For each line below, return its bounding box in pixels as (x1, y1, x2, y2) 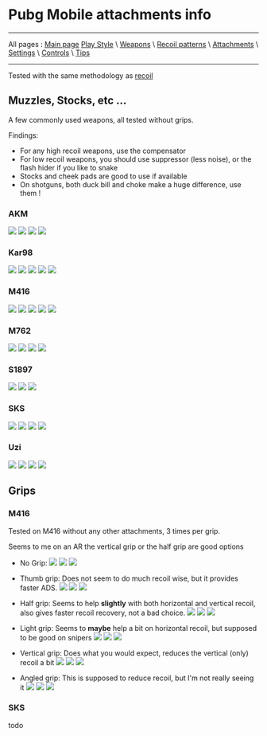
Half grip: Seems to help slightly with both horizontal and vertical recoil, (19, 598, 256, 608)
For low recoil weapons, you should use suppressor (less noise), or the (19, 154, 252, 164)
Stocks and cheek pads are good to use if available (19, 171, 188, 181)
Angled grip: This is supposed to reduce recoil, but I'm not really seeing (19, 673, 254, 683)
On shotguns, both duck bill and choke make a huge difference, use (19, 179, 242, 189)
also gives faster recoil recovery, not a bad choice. (19, 608, 186, 617)
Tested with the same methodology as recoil (8, 70, 153, 80)
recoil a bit (19, 657, 55, 667)
